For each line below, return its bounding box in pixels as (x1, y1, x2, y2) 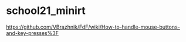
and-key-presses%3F (6, 29, 59, 36)
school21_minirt (6, 4, 86, 17)
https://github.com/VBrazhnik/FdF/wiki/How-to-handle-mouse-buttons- (6, 23, 180, 30)
